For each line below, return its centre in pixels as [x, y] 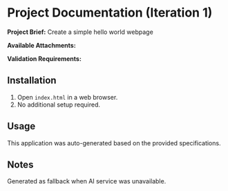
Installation [32, 81]
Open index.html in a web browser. [67, 97]
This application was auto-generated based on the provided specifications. [114, 143]
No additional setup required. [59, 104]
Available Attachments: [41, 45]
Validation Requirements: [44, 58]
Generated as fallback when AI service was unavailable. [87, 181]
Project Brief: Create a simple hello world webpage [80, 32]
